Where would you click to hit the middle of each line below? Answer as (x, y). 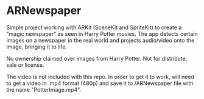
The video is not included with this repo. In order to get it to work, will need (100, 77)
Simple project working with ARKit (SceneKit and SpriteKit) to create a (94, 27)
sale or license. (25, 65)
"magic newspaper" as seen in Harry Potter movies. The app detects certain (102, 33)
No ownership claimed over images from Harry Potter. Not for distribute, (97, 58)
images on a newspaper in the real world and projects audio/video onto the (100, 40)
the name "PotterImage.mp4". (44, 89)
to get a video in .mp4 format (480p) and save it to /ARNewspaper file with (100, 83)
